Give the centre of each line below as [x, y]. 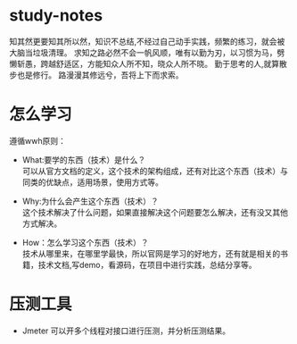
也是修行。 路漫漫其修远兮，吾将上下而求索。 [100, 75]
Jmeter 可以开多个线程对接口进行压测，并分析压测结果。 [126, 331]
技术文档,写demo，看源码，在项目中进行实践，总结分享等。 [147, 264]
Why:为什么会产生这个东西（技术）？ [90, 201]
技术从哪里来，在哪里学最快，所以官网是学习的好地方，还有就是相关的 [151, 253]
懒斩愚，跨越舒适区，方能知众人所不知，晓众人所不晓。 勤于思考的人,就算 [144, 63]
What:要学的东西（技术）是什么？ [84, 159]
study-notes [56, 16]
